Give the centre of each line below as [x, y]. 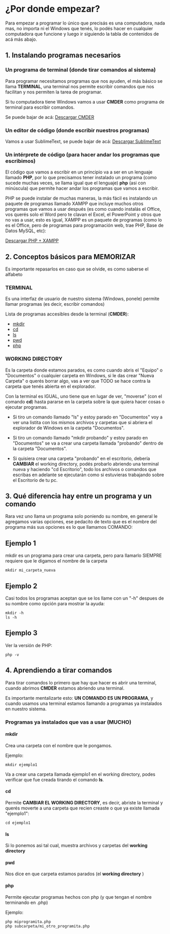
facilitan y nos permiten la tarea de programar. [54, 92]
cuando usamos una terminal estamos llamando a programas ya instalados [84, 703]
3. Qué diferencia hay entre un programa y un [78, 496]
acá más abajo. [21, 39]
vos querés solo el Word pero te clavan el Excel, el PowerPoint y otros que [83, 214]
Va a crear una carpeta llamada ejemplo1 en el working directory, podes [80, 774]
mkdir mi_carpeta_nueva [31, 570]
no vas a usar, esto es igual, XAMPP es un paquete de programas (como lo [83, 220]
